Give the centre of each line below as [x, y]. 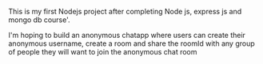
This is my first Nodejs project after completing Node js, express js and [125, 11]
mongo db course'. [39, 20]
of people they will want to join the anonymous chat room [103, 52]
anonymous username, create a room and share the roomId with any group [132, 43]
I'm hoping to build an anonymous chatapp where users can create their [127, 35]
